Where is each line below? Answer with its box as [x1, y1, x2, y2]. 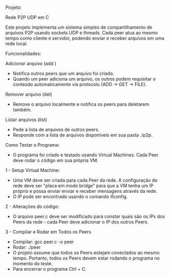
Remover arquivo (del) [5, 91, 52, 97]
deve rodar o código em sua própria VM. [12, 157, 98, 163]
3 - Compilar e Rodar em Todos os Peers [5, 229, 91, 235]
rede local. [5, 41, 28, 47]
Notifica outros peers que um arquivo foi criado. [12, 70, 114, 76]
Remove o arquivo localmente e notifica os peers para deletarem [12, 101, 150, 107]
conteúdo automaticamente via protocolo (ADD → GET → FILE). [12, 82, 147, 87]
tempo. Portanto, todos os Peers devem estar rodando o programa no [12, 255, 160, 261]
